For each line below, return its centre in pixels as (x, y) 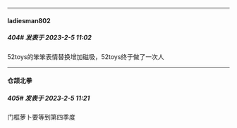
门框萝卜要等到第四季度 (41, 117)
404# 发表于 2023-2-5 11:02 (49, 38)
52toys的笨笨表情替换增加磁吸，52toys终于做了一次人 (86, 56)
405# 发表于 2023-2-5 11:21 (49, 98)
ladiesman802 (29, 20)
